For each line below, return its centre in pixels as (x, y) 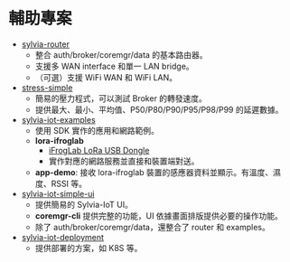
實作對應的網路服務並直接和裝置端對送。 (124, 161)
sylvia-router (45, 44)
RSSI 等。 (69, 183)
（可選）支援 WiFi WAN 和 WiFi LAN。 (106, 77)
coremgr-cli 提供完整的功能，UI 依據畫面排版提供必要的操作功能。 (159, 215)
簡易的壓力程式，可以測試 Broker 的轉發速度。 (121, 98)
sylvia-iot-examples (58, 119)
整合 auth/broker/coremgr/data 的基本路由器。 (122, 54)
